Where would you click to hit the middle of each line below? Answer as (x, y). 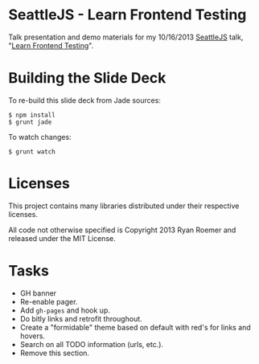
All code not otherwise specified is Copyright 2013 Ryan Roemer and (122, 230)
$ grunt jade (30, 122)
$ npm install (32, 115)
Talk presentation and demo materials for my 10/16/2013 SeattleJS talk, (126, 37)
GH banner (38, 293)
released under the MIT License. (62, 238)
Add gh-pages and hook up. (65, 310)
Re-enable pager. (49, 301)
